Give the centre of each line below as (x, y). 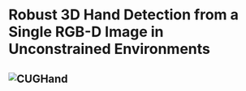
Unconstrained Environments (110, 49)
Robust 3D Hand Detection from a (124, 15)
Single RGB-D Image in (86, 32)
